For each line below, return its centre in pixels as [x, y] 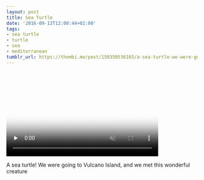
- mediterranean [27, 52]
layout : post [23, 12]
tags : [13, 29]
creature [17, 171]
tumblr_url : [21, 57]
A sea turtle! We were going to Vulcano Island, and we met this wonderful [98, 165]
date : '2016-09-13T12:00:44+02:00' [51, 23]
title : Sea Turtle [29, 18]
